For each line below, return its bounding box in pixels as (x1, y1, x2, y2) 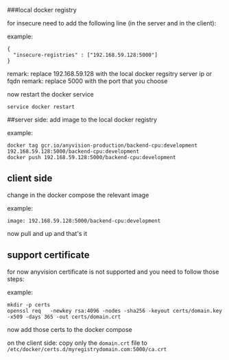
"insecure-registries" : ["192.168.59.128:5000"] (13, 51, 158, 58)
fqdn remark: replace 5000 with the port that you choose (7, 77, 168, 85)
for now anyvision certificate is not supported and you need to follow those (7, 267, 219, 276)
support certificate (7, 250, 90, 261)
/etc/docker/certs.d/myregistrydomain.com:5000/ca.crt (7, 346, 167, 352)
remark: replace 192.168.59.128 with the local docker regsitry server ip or (7, 70, 213, 77)
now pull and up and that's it (7, 229, 88, 237)
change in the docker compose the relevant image (7, 191, 149, 199)
